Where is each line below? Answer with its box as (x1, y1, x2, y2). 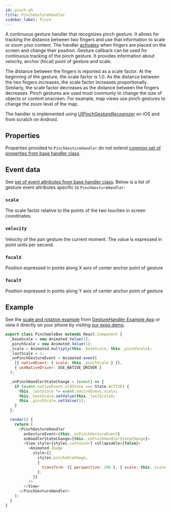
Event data (5, 165, 40, 174)
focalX (5, 254, 22, 260)
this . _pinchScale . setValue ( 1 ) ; (18, 398, 86, 403)
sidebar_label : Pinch (5, 17, 52, 22)
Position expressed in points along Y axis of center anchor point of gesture (5, 288, 163, 294)
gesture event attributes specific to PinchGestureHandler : (5, 184, 125, 190)
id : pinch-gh (5, 7, 33, 13)
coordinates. (5, 213, 32, 219)
